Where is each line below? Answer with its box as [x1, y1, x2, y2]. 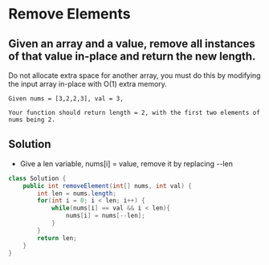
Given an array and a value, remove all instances [8, 37, 255, 51]
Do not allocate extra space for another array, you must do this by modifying [8, 71, 261, 80]
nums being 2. [8, 116, 56, 124]
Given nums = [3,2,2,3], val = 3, [8, 95, 124, 103]
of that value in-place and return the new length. [8, 49, 256, 63]
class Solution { [8, 174, 67, 182]
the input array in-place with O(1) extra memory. [8, 79, 167, 88]
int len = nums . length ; [37, 190, 116, 198]
